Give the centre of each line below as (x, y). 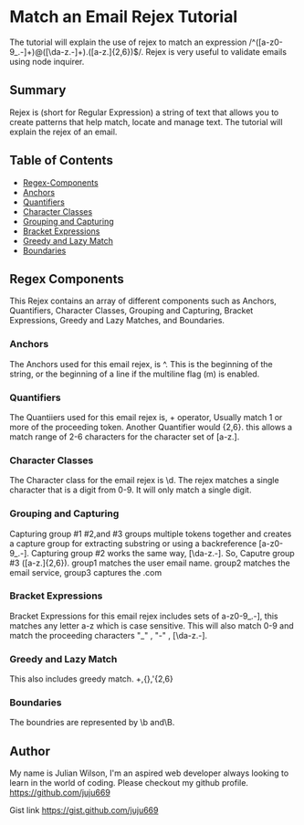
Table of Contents (62, 160)
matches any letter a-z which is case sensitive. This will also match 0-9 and (152, 625)
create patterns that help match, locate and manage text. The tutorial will (146, 122)
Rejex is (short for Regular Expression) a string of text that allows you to (144, 112)
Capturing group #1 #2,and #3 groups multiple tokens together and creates (151, 534)
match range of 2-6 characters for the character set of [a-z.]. (125, 437)
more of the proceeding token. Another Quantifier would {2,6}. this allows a (151, 427)
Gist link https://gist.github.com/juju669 (84, 810)
